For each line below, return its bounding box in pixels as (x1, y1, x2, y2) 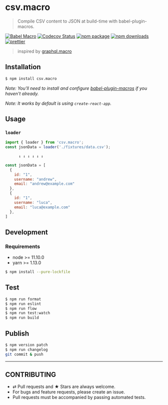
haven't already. (5, 90, 39, 96)
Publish (5, 329, 29, 338)
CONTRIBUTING (5, 370, 56, 379)
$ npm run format (5, 297, 41, 302)
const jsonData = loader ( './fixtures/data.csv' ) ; (5, 145, 111, 150)
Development (5, 228, 48, 236)
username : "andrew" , (14, 177, 57, 182)
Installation (5, 63, 41, 71)
